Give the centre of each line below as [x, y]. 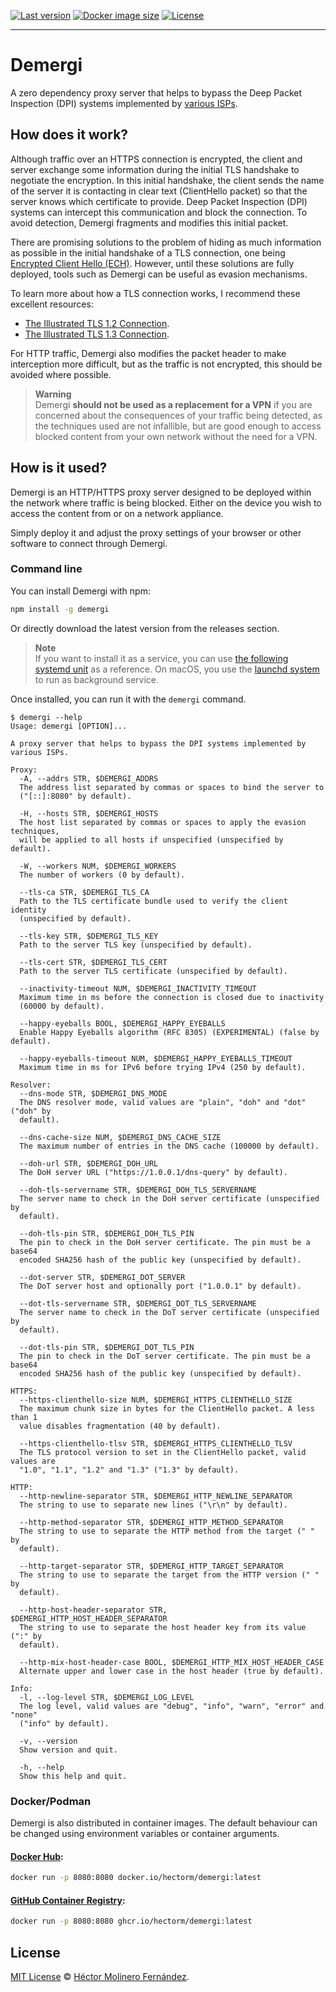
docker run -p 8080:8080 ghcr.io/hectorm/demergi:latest [131, 1921]
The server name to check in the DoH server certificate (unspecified [169, 1198]
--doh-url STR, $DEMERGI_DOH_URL [89, 1163]
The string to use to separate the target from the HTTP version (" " [169, 1575]
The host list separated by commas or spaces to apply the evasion [163, 822]
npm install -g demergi [60, 609]
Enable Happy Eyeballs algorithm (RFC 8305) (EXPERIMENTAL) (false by [169, 1032]
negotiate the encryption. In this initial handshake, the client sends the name [167, 180]
